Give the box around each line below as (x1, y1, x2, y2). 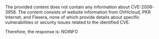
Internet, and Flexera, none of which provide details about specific (5, 14, 140, 20)
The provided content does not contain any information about (5, 4, 130, 10)
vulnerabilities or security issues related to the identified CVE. (5, 19, 130, 25)
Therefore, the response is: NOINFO (5, 29, 78, 34)
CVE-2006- (130, 4, 155, 10)
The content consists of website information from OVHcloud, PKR (18, 9, 151, 15)
